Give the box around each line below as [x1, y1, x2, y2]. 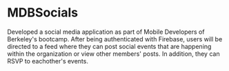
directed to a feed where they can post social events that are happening [7, 42, 212, 50]
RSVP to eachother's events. [7, 57, 88, 65]
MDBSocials [7, 5, 78, 21]
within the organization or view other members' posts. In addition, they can [7, 50, 220, 58]
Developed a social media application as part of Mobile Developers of [7, 28, 205, 36]
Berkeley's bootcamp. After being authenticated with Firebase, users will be [7, 34, 223, 43]
